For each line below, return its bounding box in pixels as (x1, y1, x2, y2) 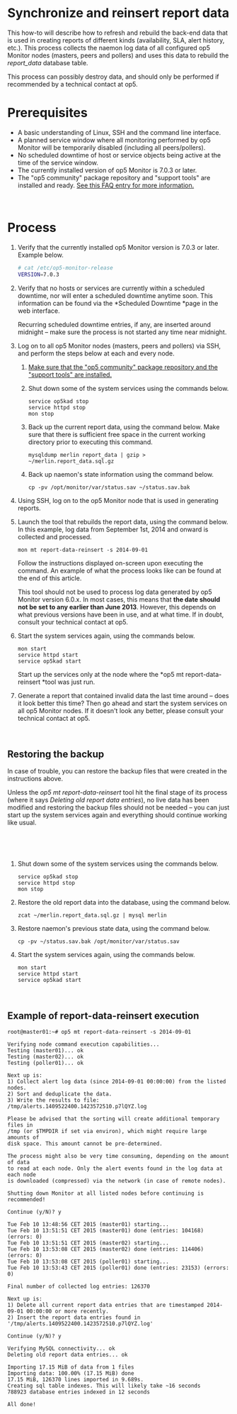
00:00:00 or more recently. (25, 1308, 110, 1315)
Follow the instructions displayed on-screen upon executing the (17, 558, 204, 567)
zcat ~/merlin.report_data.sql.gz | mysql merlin (17, 912, 168, 919)
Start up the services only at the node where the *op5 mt (17, 670, 184, 678)
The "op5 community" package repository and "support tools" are (17, 173, 211, 182)
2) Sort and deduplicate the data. (7, 1090, 112, 1098)
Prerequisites (7, 105, 88, 121)
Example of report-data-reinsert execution (7, 1010, 200, 1022)
